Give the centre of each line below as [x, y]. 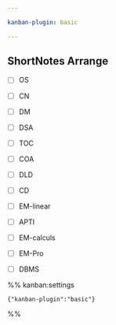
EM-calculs [37, 238]
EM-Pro [31, 253]
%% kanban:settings [41, 285]
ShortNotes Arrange [58, 61]
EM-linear [34, 206]
